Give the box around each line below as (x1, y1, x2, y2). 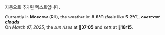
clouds (5, 19, 20, 25)
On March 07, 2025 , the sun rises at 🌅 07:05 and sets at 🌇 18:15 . (5, 24, 134, 30)
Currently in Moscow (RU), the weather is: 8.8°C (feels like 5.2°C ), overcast (5, 14, 160, 19)
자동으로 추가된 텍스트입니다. (5, 4, 60, 10)
